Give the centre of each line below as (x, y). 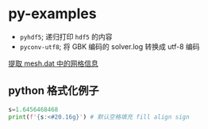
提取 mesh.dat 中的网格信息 (54, 63)
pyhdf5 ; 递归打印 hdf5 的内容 (66, 36)
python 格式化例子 (54, 91)
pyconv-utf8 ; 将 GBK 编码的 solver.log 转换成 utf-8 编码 (110, 46)
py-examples (52, 14)
